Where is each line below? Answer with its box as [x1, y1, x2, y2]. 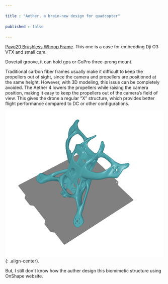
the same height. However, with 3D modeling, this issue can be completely [5, 79, 160, 85]
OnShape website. [5, 273, 44, 279]
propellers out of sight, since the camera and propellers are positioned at [5, 74, 157, 80]
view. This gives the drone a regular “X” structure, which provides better [5, 96, 155, 102]
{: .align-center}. [5, 258, 40, 264]
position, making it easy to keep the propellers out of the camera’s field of [5, 90, 158, 96]
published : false [5, 24, 44, 29]
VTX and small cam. [5, 49, 47, 55]
